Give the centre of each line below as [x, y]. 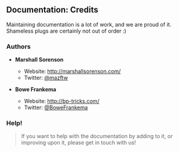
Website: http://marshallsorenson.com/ [72, 71]
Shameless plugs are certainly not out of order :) [66, 31]
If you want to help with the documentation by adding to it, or [97, 136]
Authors [19, 46]
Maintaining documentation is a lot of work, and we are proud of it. [89, 24]
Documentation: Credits [52, 10]
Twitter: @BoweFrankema [56, 107]
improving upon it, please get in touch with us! [78, 143]
